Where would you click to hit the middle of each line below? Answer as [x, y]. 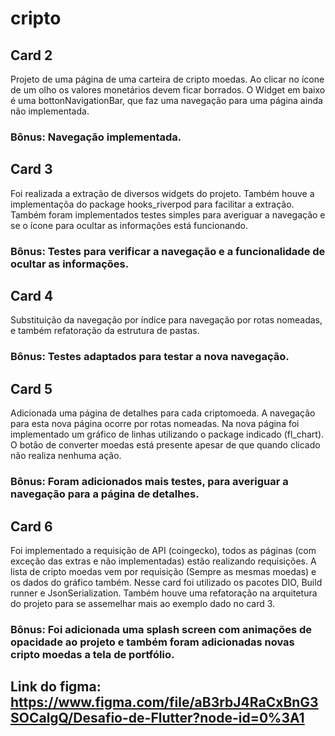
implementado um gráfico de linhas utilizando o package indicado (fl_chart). [167, 434]
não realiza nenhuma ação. [66, 456]
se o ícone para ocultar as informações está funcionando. [129, 225]
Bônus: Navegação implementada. [96, 137]
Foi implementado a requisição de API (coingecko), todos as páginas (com [163, 550]
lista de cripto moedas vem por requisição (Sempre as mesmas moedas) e [163, 571]
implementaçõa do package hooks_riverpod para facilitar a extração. [152, 204]
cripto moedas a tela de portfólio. [92, 654]
